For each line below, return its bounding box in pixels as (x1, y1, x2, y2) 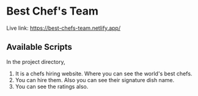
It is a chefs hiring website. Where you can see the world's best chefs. (15, 70, 193, 77)
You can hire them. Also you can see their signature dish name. (15, 76, 175, 83)
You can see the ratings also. (15, 83, 89, 90)
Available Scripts (6, 42, 72, 52)
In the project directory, (6, 58, 65, 65)
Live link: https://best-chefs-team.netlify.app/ (6, 24, 121, 32)
